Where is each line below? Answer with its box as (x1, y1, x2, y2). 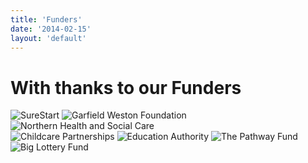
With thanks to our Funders (10, 76, 242, 99)
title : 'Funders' (10, 14, 83, 25)
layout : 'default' (10, 33, 87, 43)
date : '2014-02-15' (10, 24, 92, 34)
